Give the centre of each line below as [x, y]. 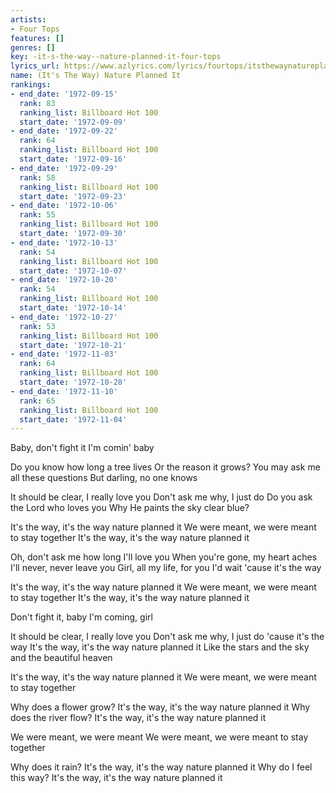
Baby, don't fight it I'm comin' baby [82, 448]
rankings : [31, 85]
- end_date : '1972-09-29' [64, 168]
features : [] [37, 38]
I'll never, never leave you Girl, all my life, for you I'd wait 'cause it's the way [166, 568]
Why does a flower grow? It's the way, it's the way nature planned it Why [160, 707]
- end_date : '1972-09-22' [64, 131]
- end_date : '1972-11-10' [64, 391]
